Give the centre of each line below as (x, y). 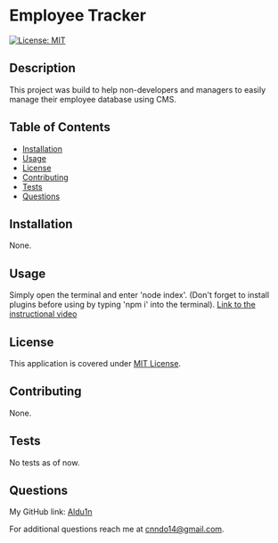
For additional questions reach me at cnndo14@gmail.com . (117, 529)
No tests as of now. (45, 462)
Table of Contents (60, 127)
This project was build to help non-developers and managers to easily (138, 89)
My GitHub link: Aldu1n (51, 512)
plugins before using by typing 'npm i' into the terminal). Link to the (132, 305)
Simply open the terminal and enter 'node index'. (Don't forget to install (139, 295)
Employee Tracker (78, 16)
